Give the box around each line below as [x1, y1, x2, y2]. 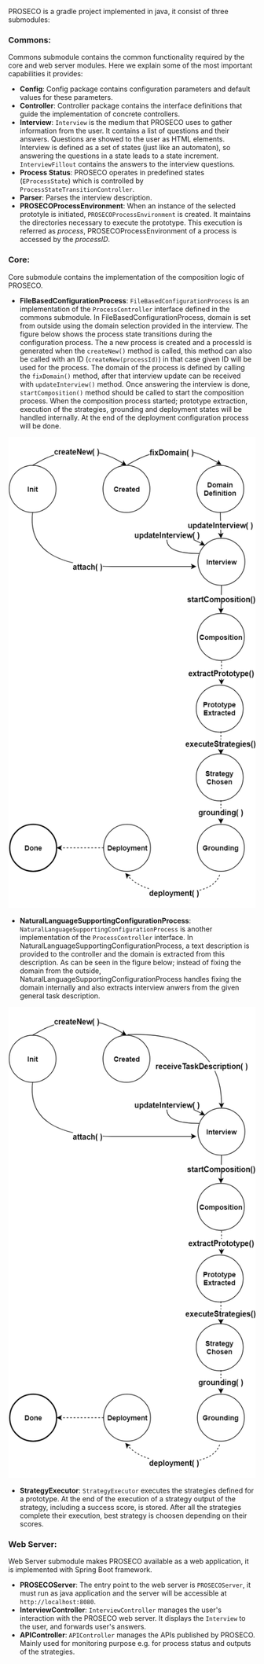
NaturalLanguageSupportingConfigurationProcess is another [19, 924, 213, 934]
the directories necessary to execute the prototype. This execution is [19, 218, 243, 227]
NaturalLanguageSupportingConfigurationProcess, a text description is [19, 941, 250, 950]
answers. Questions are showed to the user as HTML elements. [19, 134, 225, 144]
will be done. [19, 421, 61, 431]
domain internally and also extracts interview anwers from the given [19, 983, 240, 992]
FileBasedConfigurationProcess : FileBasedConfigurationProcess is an [19, 296, 250, 305]
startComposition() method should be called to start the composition [19, 388, 244, 397]
